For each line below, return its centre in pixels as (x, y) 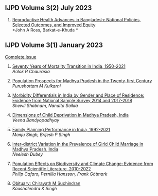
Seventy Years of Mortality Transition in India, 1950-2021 (69, 66)
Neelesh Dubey (27, 154)
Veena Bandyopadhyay (36, 120)
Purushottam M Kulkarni (36, 86)
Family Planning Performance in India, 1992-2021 (61, 129)
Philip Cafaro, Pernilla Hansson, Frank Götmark (60, 174)
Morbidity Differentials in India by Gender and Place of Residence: (78, 95)
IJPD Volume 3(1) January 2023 (54, 45)
